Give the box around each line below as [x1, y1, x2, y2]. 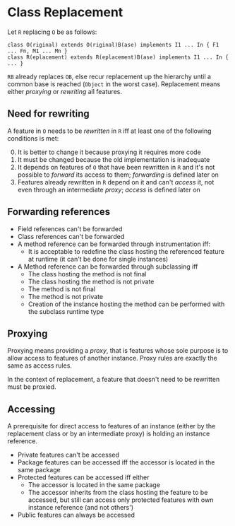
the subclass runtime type [28, 307, 104, 315]
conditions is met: [7, 134, 59, 142]
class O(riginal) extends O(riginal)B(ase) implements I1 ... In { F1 [7, 41, 219, 48]
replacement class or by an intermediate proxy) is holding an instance [7, 429, 210, 438]
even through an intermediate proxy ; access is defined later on [17, 185, 201, 194]
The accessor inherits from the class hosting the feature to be [28, 489, 208, 497]
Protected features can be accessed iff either [17, 473, 150, 481]
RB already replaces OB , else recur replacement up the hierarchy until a [7, 72, 212, 81]
